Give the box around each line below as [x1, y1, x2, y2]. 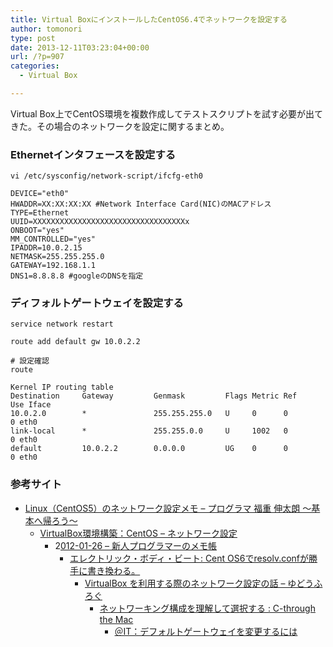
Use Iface [10, 400, 52, 410]
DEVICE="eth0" [10, 189, 70, 199]
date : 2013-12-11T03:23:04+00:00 [10, 42, 150, 53]
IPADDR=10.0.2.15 [10, 243, 83, 253]
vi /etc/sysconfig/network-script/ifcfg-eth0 [10, 171, 203, 181]
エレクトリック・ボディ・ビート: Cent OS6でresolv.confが [69, 552, 310, 564]
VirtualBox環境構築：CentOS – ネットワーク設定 [39, 527, 238, 539]
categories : [10, 61, 60, 71]
